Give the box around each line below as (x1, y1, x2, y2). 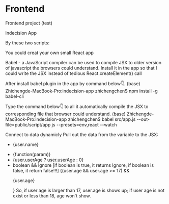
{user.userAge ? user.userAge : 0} (12, 157, 84, 163)
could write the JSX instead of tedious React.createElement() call (5, 70, 142, 76)
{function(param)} (12, 151, 51, 157)
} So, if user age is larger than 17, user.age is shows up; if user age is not (12, 187, 165, 193)
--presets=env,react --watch (56, 121, 117, 127)
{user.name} (12, 141, 39, 147)
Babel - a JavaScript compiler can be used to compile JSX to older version (5, 59, 162, 65)
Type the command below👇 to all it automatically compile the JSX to (5, 103, 149, 110)
